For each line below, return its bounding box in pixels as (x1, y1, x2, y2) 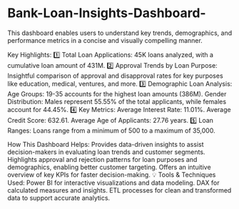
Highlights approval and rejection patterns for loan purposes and (7, 155, 198, 163)
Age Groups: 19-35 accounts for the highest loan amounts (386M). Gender (7, 89, 227, 98)
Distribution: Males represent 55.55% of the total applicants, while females (7, 97, 227, 106)
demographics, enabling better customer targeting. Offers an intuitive (7, 163, 212, 171)
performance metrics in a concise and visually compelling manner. (7, 36, 203, 44)
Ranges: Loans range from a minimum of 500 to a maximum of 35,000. (7, 126, 215, 135)
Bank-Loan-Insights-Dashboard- (7, 5, 206, 21)
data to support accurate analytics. (7, 193, 111, 202)
